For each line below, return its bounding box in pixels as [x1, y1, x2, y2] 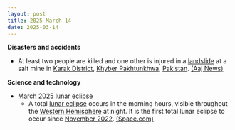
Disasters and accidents [7, 43, 81, 52]
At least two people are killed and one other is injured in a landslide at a [17, 57, 227, 65]
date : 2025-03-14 [7, 23, 59, 31]
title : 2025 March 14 [7, 17, 72, 24]
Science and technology [7, 78, 81, 87]
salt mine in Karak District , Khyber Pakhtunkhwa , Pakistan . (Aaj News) [17, 65, 224, 73]
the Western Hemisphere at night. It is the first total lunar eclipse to [28, 107, 226, 116]
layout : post [7, 10, 46, 18]
